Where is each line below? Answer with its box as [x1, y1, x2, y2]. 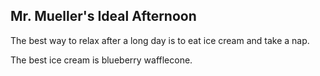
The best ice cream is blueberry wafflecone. [10, 54, 193, 66]
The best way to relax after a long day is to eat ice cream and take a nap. [10, 34, 310, 46]
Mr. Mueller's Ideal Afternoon [10, 8, 197, 25]
